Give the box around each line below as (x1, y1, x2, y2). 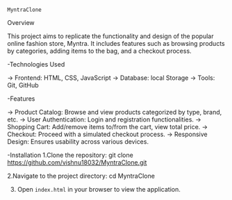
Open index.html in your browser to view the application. (17, 185, 181, 193)
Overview (7, 19, 35, 26)
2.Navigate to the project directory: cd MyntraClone (7, 172, 155, 180)
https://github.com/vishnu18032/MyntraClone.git (7, 158, 147, 167)
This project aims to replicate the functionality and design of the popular (7, 32, 214, 40)
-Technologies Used (7, 60, 65, 68)
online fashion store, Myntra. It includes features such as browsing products (7, 40, 225, 47)
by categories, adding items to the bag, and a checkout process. (7, 47, 192, 55)
